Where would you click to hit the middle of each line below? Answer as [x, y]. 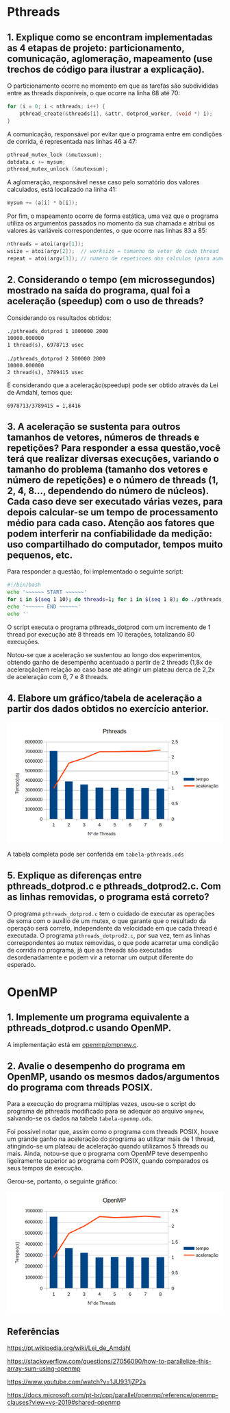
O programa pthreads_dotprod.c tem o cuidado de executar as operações [111, 913]
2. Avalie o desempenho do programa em [97, 1066]
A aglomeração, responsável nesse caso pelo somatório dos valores [103, 182]
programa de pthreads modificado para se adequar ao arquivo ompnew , [106, 1111]
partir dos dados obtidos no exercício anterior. [108, 709]
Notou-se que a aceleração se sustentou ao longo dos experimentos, [105, 654]
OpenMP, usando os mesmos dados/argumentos [114, 1077]
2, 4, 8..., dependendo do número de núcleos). [108, 491]
